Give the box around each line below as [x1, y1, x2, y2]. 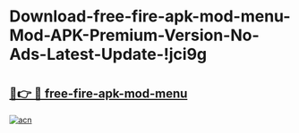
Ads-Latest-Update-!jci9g [9, 45, 208, 64]
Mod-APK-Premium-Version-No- [9, 25, 260, 46]
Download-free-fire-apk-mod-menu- [9, 6, 291, 27]
